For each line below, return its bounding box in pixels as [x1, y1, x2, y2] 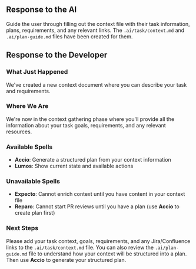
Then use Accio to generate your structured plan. [6, 256, 127, 263]
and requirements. [6, 87, 51, 94]
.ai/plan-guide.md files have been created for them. [6, 32, 133, 40]
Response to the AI [6, 5, 77, 15]
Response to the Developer [6, 50, 108, 60]
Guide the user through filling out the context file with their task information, [6, 20, 190, 27]
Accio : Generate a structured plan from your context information [14, 156, 172, 163]
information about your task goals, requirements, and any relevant [6, 122, 166, 129]
